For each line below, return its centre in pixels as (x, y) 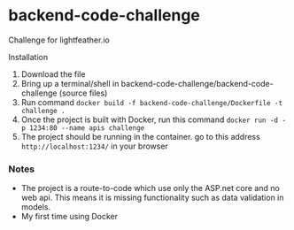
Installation (28, 57)
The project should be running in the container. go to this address (140, 136)
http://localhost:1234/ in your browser (95, 146)
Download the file (53, 74)
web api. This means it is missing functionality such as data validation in (152, 198)
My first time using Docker (70, 217)
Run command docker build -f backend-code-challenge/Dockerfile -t (152, 102)
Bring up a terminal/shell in (70, 83)
